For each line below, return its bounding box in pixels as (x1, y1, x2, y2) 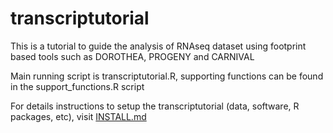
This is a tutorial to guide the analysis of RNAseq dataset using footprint (10, 40, 307, 52)
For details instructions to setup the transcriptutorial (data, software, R (10, 100, 300, 112)
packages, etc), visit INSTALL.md (10, 110, 147, 122)
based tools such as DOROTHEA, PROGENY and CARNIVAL (10, 50, 255, 62)
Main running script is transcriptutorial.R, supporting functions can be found (10, 70, 324, 82)
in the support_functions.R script (10, 80, 145, 92)
